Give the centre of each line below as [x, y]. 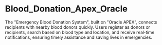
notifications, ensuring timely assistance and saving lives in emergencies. [79, 37]
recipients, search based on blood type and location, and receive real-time [80, 32]
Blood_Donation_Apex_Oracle [66, 9]
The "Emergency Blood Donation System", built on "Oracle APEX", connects [81, 22]
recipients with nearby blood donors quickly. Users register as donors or [78, 27]
